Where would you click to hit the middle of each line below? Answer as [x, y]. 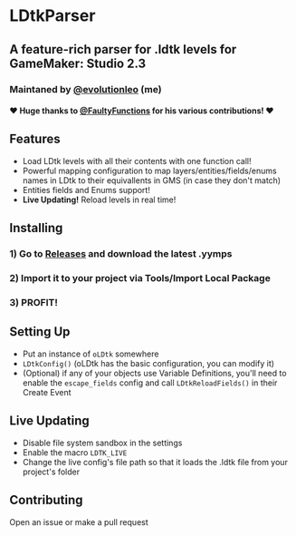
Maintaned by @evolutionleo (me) [86, 89]
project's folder [51, 472]
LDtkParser [53, 16]
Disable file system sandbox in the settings [102, 443]
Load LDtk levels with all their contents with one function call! [137, 161]
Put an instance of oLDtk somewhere [91, 354]
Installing [36, 228]
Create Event [47, 392]
